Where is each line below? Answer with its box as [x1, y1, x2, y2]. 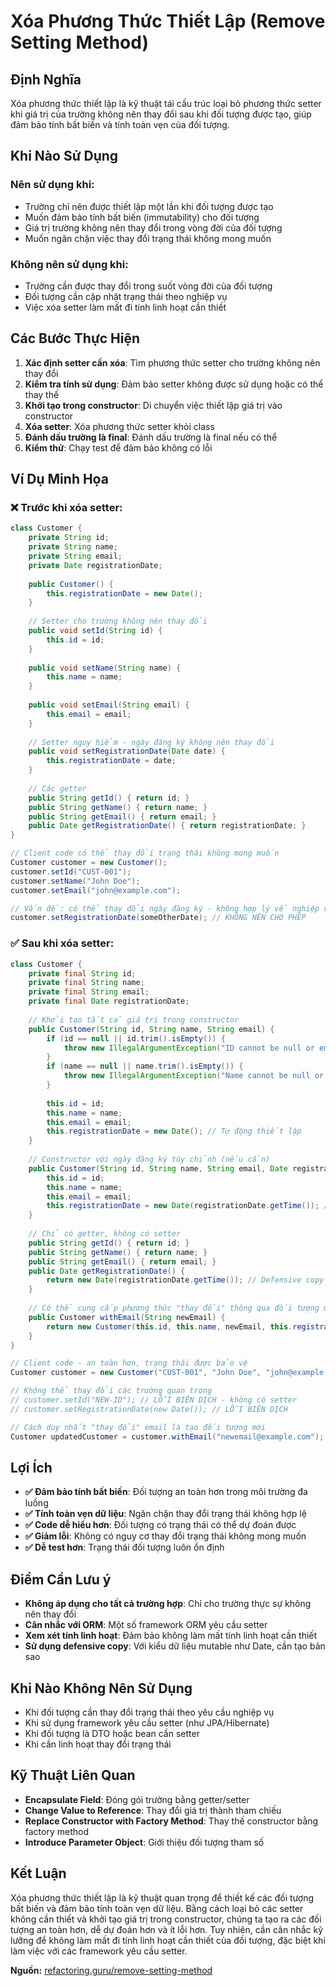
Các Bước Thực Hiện [10, 330, 141, 347]
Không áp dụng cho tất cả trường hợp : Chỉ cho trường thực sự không [24, 1598, 312, 1610]
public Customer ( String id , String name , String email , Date [28, 1163, 288, 1174]
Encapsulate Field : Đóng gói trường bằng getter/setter [24, 1793, 250, 1805]
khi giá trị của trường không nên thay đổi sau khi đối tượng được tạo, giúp [10, 108, 312, 120]
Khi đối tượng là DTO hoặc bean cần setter [24, 1727, 200, 1739]
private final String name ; [28, 978, 145, 988]
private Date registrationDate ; [28, 560, 163, 570]
